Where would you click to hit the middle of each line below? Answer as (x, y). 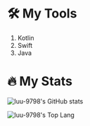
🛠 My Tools (42, 14)
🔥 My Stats (40, 81)
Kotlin (26, 38)
